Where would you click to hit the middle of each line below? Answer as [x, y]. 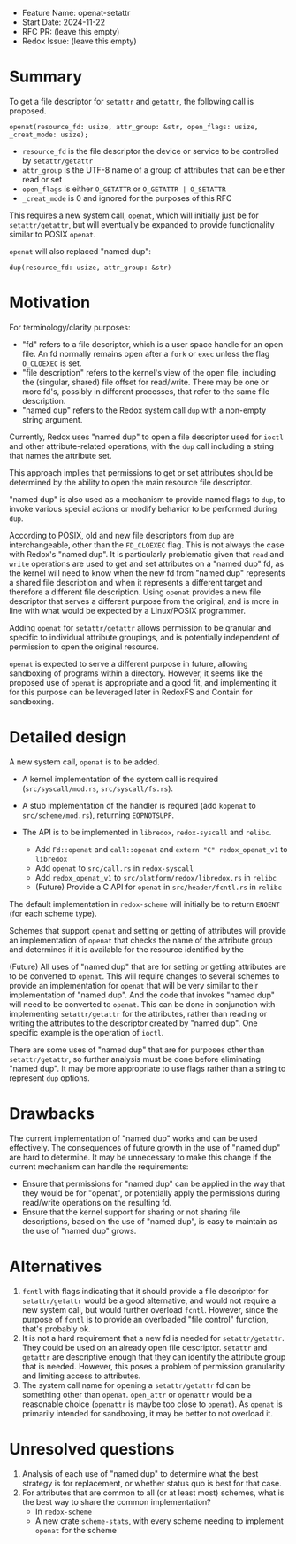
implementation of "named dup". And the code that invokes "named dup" [142, 995]
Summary [46, 77]
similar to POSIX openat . [53, 234]
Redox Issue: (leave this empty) [79, 41]
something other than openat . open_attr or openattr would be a [137, 1394]
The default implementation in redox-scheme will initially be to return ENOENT [144, 904]
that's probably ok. [56, 1329]
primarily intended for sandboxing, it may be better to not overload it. [148, 1413]
